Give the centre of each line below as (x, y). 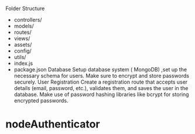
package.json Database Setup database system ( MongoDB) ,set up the (100, 69)
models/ (24, 26)
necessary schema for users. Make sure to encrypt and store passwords (102, 76)
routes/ (23, 32)
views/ (22, 38)
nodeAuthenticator (53, 124)
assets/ (23, 44)
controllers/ (28, 20)
